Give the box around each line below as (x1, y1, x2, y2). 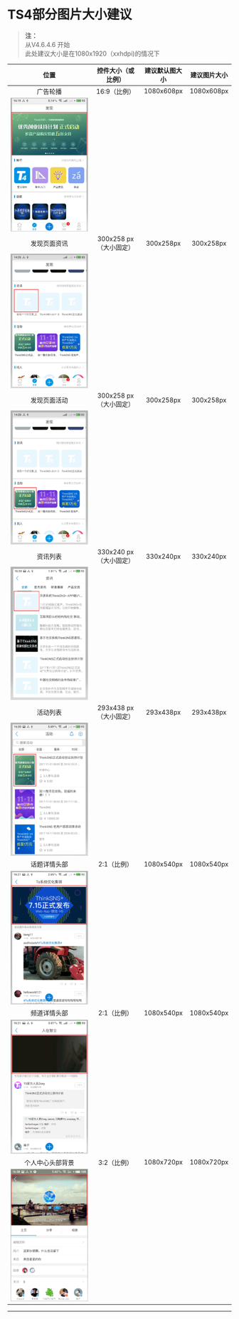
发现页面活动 (31, 396, 69, 405)
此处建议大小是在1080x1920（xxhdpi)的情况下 (24, 49, 160, 58)
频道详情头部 (31, 1009, 69, 1018)
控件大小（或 (97, 66, 135, 75)
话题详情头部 (31, 860, 69, 869)
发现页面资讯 (31, 239, 69, 248)
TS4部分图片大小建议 (7, 6, 132, 23)
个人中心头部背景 (24, 1158, 75, 1167)
